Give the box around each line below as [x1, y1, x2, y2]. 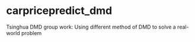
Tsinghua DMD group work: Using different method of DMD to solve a [6, 23, 176, 30]
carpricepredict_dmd [6, 4, 113, 17]
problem [21, 29, 42, 36]
